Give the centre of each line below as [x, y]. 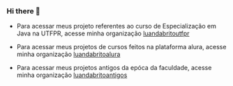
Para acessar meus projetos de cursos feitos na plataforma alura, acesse [121, 47]
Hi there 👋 [24, 11]
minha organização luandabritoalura [68, 54]
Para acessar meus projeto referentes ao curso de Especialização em [116, 26]
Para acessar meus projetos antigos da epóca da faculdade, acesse [114, 68]
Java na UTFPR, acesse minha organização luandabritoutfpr [103, 33]
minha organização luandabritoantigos [72, 75]
